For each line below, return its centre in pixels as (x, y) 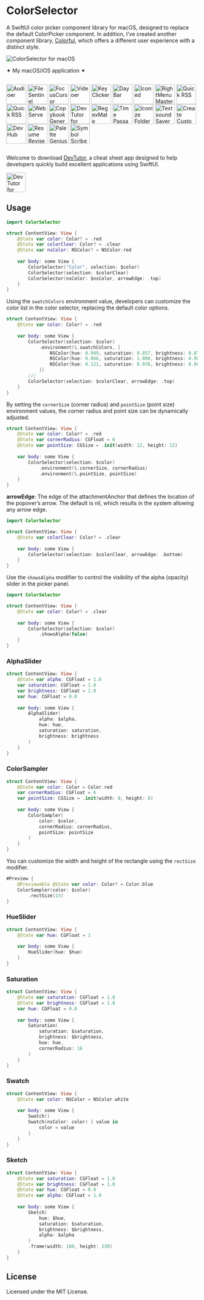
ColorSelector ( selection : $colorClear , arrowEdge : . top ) (101, 381)
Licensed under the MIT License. (47, 1291)
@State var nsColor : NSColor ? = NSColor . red (74, 250)
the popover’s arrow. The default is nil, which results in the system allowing (100, 503)
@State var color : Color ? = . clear (62, 612)
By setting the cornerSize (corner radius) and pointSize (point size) (90, 404)
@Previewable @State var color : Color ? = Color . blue (85, 884)
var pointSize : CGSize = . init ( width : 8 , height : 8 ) (85, 799)
